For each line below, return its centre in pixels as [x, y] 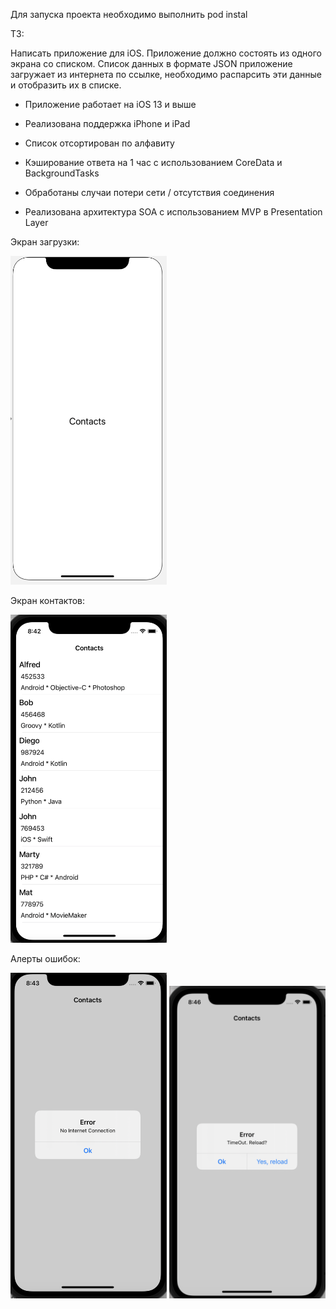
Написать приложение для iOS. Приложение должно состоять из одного [166, 53]
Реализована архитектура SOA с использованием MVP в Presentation [173, 212]
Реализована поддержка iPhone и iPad [107, 123]
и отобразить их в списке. [66, 85]
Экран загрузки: [45, 242]
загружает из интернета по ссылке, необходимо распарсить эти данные [166, 74]
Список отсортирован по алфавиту [99, 143]
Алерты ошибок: [45, 959]
